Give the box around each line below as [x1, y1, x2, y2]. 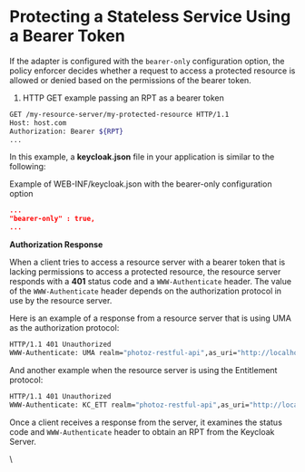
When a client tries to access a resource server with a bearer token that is [9, 256, 286, 268]
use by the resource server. [9, 295, 113, 306]
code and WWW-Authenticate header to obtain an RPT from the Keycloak [9, 426, 275, 437]
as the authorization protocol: [9, 323, 120, 333]
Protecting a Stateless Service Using [9, 6, 291, 27]
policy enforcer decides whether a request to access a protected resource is [9, 65, 296, 76]
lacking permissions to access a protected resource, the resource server [9, 266, 281, 277]
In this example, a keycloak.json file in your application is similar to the [9, 151, 275, 162]
